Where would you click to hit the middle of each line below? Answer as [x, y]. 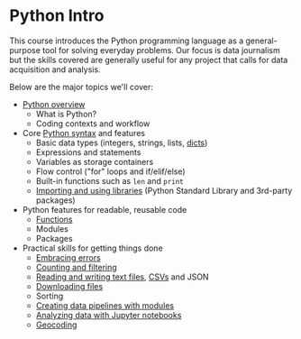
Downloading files [69, 286]
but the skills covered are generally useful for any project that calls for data [149, 60]
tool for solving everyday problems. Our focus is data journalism [161, 50]
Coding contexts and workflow [93, 124]
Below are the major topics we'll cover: [81, 87]
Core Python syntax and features [84, 133]
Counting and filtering [76, 267]
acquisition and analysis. [55, 69]
